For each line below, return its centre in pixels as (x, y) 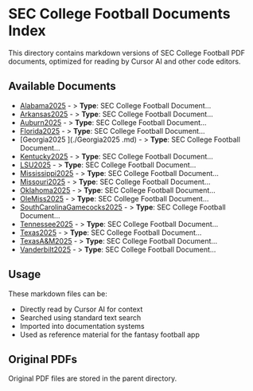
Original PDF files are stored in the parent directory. (93, 378)
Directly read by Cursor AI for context (81, 309)
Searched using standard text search (80, 317)
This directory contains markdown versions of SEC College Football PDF (127, 53)
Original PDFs (43, 359)
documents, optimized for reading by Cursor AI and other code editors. (125, 61)
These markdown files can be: (58, 293)
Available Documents (62, 86)
